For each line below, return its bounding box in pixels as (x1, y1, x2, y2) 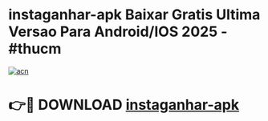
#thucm (8, 40, 62, 58)
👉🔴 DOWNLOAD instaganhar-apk (8, 96, 239, 114)
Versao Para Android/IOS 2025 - (8, 22, 228, 41)
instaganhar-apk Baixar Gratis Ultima (8, 6, 261, 24)
